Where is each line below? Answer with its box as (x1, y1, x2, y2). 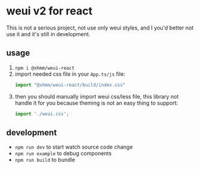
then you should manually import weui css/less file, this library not (14, 93, 179, 100)
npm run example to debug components (14, 150, 112, 157)
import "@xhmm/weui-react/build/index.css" (14, 82, 126, 88)
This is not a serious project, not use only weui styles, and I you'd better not (6, 24, 194, 31)
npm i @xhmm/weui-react (14, 65, 75, 71)
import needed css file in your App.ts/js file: (14, 70, 126, 78)
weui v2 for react (6, 4, 93, 18)
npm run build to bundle (14, 156, 75, 164)
